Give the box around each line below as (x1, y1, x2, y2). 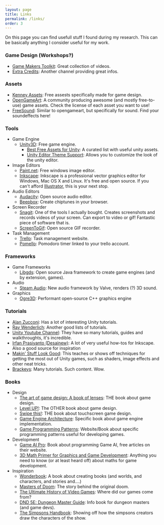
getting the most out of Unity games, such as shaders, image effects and (12, 355, 160, 362)
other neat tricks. (12, 361, 47, 367)
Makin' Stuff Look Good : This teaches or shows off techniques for (12, 350, 145, 356)
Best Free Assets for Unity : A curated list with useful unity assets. (26, 147, 159, 153)
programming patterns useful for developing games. (19, 432, 125, 437)
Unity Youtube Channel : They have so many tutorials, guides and (12, 329, 143, 335)
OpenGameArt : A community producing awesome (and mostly (12, 97, 138, 103)
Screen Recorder (12, 204, 47, 210)
